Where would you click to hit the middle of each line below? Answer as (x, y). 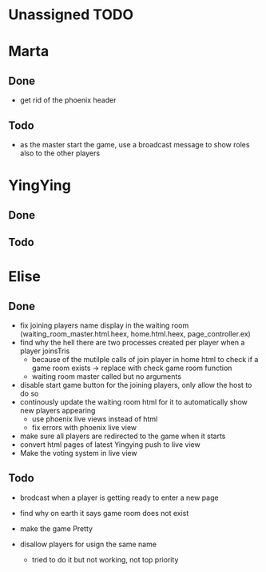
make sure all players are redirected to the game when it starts (123, 436)
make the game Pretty (56, 528)
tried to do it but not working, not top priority (105, 559)
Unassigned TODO (71, 15)
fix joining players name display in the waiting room (104, 325)
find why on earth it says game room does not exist (104, 513)
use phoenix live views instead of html (95, 419)
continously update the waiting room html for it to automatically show (133, 401)
